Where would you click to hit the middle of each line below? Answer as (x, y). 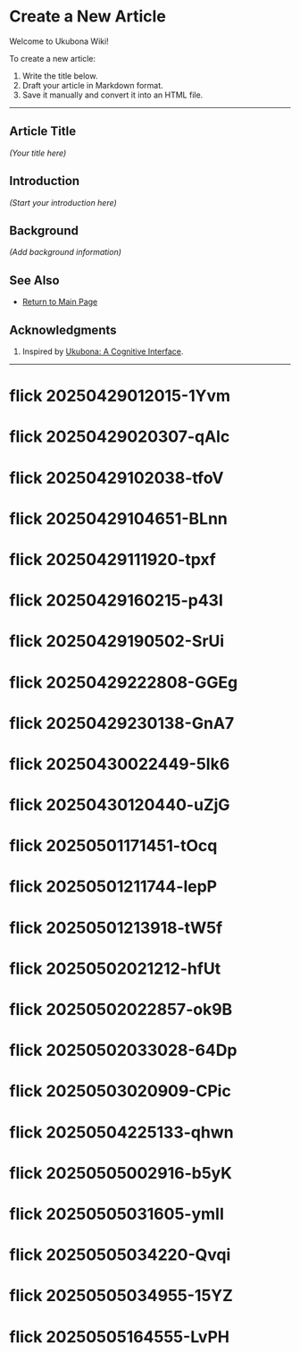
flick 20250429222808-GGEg (124, 682)
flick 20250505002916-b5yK (121, 1173)
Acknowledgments (63, 330)
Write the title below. (60, 76)
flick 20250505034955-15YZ (121, 1296)
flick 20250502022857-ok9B (121, 1010)
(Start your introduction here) (63, 202)
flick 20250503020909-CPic (121, 1091)
